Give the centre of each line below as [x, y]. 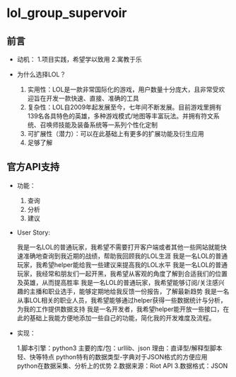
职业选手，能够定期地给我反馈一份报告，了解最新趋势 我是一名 [138, 291]
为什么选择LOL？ [41, 74]
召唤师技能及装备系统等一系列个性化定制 [99, 125]
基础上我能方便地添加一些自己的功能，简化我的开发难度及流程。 [122, 317]
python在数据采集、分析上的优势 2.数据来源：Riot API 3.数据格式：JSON [122, 366]
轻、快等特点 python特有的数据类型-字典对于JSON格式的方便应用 [112, 356]
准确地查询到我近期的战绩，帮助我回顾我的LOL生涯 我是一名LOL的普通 [125, 256]
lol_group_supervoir [67, 13]
